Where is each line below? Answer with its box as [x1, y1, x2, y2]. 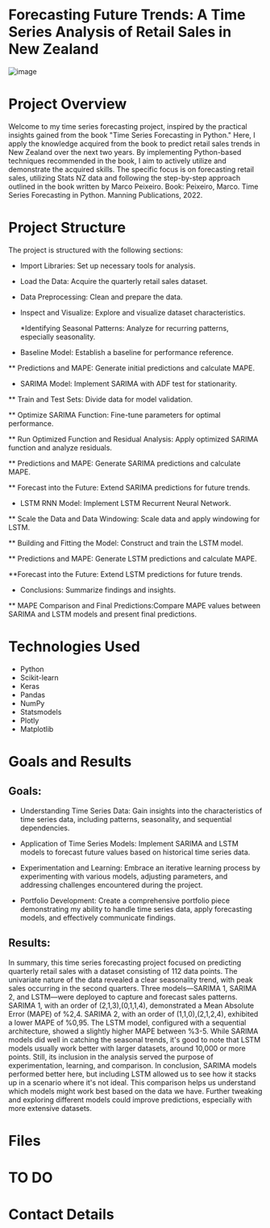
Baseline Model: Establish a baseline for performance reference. [19, 347, 234, 357]
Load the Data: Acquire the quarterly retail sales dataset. [19, 276, 208, 286]
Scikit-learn [19, 672, 59, 683]
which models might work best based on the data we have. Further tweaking [8, 1086, 263, 1096]
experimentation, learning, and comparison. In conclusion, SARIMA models [8, 1060, 257, 1070]
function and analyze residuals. [8, 442, 113, 453]
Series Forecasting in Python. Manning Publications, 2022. [8, 190, 203, 199]
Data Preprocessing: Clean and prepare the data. [19, 292, 183, 302]
